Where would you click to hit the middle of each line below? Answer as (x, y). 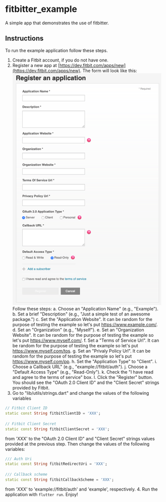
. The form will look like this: (109, 70)
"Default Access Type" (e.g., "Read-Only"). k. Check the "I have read (83, 372)
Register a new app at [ (36, 65)
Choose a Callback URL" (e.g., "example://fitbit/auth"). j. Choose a (80, 367)
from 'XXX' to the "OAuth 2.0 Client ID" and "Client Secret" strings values (80, 439)
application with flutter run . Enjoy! (42, 494)
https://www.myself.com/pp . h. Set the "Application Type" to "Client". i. (85, 362)
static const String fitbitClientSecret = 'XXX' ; (57, 429)
